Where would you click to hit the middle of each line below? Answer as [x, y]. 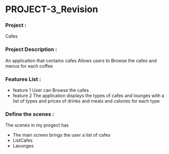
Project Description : [31, 49]
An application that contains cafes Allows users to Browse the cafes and [81, 60]
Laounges [23, 146]
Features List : [23, 79]
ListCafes [23, 140]
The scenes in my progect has [37, 125]
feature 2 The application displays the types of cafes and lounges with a [88, 96]
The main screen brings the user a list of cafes [61, 135]
